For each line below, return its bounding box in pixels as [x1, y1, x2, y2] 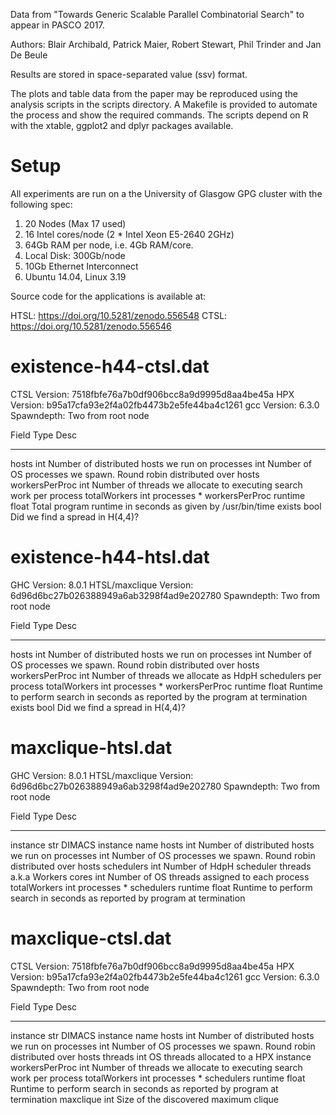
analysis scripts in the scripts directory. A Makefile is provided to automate [10, 99, 318, 110]
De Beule [10, 49, 48, 61]
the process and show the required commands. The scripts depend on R [10, 109, 309, 121]
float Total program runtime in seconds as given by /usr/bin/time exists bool [10, 500, 322, 512]
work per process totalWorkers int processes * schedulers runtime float [10, 1072, 306, 1084]
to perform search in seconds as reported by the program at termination [10, 690, 308, 703]
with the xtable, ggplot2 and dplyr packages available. [10, 120, 234, 131]
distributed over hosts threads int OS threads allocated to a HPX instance [10, 1050, 312, 1063]
